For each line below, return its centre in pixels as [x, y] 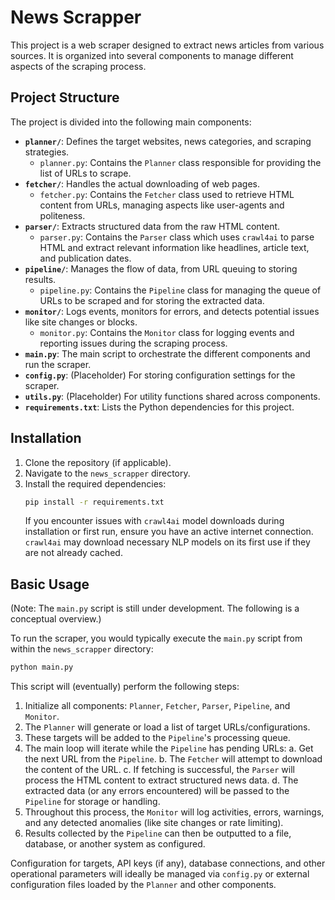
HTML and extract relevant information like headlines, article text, [174, 247]
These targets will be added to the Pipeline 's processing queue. [157, 738]
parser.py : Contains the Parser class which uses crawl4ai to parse [177, 237]
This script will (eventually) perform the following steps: [125, 687]
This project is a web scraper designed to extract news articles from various [167, 45]
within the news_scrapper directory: [82, 649]
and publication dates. [85, 258]
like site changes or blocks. [81, 322]
